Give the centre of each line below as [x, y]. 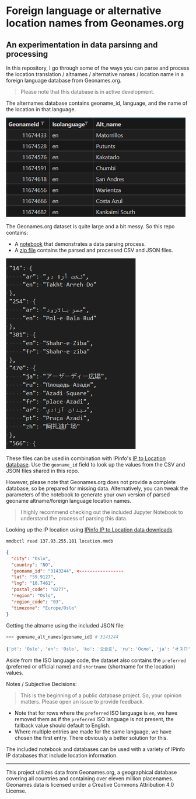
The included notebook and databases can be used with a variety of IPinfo [96, 749]
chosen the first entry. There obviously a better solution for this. [91, 738]
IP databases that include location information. [62, 756]
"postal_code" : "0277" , [40, 589]
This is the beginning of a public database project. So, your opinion [101, 695]
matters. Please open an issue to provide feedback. [82, 702]
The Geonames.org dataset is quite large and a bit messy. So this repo [90, 226]
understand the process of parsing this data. [74, 518]
